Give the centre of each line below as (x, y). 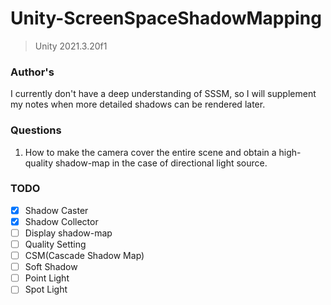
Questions (36, 130)
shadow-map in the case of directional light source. (161, 163)
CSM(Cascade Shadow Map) (84, 256)
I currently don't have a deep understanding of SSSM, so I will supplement (163, 94)
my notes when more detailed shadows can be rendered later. (138, 104)
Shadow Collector (61, 221)
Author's (32, 72)
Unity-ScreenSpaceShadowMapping (166, 18)
